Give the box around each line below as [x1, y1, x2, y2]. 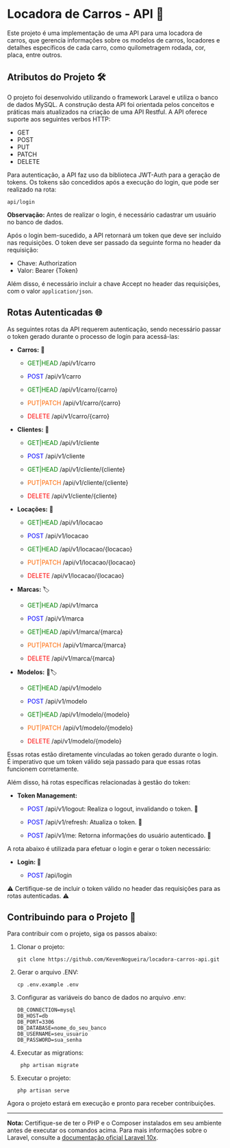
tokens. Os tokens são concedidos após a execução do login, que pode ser [7, 178, 219, 186]
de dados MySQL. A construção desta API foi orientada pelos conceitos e [7, 100, 214, 108]
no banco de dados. [7, 217, 64, 226]
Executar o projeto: [16, 1074, 71, 1082]
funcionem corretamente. [7, 765, 79, 773]
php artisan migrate [20, 1062, 79, 1069]
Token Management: [16, 791, 77, 800]
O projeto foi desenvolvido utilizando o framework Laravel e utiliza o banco [7, 93, 218, 101]
